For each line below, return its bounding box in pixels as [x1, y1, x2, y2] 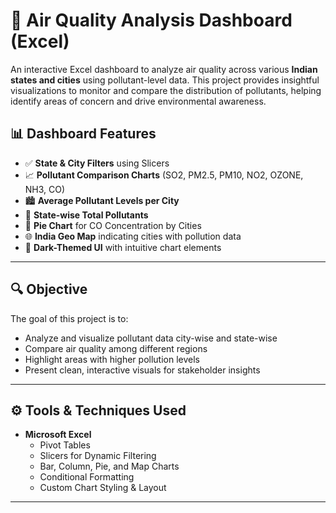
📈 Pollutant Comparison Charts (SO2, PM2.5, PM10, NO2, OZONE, [24, 169, 304, 181]
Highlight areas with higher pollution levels [24, 353, 200, 365]
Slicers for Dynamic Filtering [39, 450, 157, 462]
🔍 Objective [10, 281, 88, 298]
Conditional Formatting [39, 471, 135, 483]
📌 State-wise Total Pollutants [24, 209, 149, 221]
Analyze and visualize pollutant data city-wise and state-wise [24, 332, 278, 344]
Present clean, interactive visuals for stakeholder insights [24, 364, 261, 376]
